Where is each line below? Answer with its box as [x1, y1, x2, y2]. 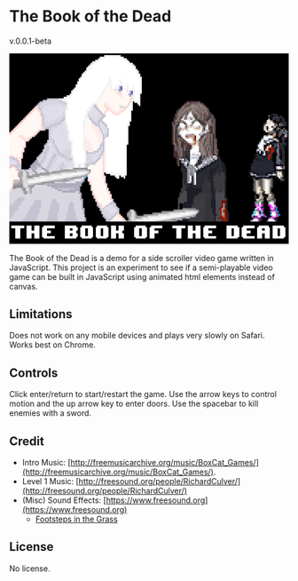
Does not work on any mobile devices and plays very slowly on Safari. [9, 330, 265, 341]
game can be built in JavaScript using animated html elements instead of [9, 271, 275, 282]
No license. [9, 562, 51, 574]
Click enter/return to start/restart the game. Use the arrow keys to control [9, 389, 278, 400]
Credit [9, 434, 44, 449]
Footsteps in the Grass [35, 513, 118, 525]
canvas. [9, 281, 38, 291]
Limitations [9, 306, 73, 322]
